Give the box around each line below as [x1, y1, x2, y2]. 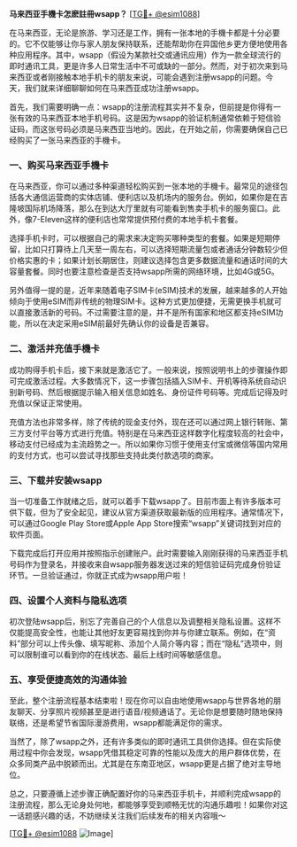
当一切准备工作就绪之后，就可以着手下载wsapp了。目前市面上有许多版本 [9, 495, 274, 506]
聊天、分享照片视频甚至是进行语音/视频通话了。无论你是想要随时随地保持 [16, 706, 284, 717]
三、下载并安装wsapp [9, 474, 103, 486]
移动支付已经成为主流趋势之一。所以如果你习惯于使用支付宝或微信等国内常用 [9, 439, 288, 449]
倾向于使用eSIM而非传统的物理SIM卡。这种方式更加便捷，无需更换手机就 [9, 296, 274, 307]
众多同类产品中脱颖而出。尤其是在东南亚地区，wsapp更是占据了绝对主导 [9, 758, 274, 769]
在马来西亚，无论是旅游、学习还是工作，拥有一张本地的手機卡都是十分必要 [9, 27, 280, 38]
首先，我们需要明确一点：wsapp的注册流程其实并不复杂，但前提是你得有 [9, 102, 274, 112]
